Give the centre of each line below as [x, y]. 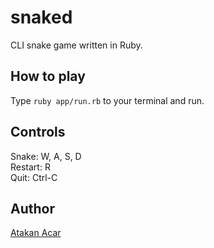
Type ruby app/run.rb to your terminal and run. [107, 100]
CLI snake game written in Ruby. [76, 45]
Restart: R [30, 167]
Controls [38, 132]
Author [32, 208]
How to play [48, 76]
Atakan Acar [36, 233]
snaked [41, 17]
